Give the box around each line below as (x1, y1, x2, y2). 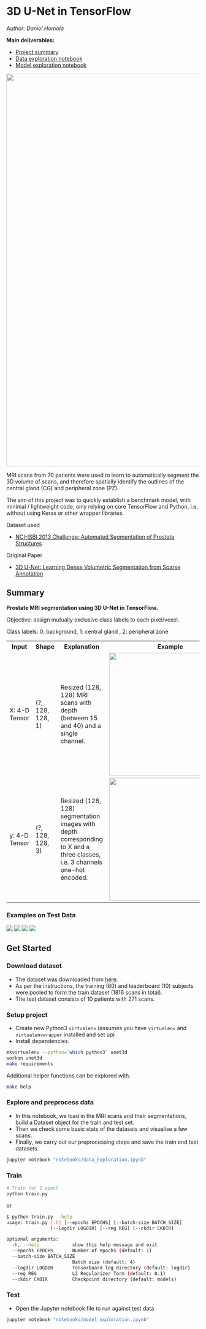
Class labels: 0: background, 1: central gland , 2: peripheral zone (6, 628, 169, 635)
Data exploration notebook (15, 55, 83, 62)
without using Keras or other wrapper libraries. (6, 509, 124, 517)
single (60, 729, 78, 738)
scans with (60, 698, 92, 707)
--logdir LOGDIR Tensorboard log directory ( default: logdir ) (12, 1265, 191, 1271)
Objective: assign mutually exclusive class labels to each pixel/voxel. (6, 615, 180, 623)
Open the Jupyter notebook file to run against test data (15, 1304, 154, 1312)
